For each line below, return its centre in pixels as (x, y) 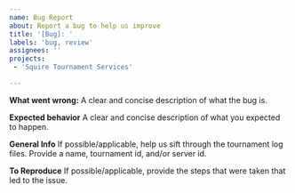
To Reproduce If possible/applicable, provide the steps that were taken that (147, 171)
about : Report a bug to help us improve (85, 26)
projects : (28, 59)
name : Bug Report (41, 17)
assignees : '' (36, 51)
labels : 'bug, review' (51, 42)
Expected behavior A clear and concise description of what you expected (145, 117)
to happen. (29, 126)
